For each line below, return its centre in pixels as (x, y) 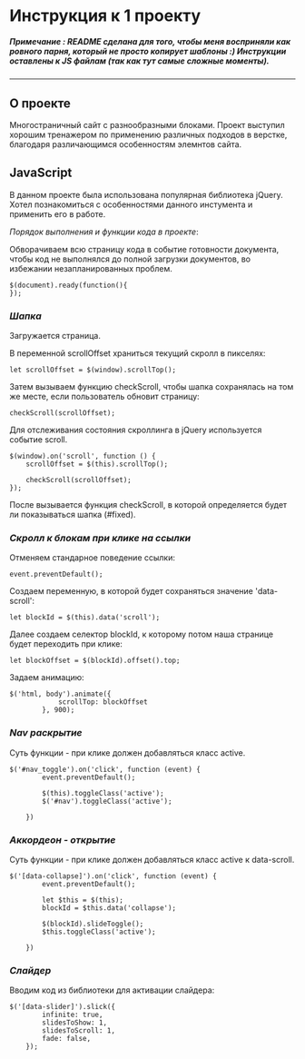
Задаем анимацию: (47, 678)
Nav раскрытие (46, 733)
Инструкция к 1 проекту (105, 16)
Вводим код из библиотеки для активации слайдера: (112, 990)
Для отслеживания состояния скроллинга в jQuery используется (136, 430)
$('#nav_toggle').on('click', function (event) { (105, 769)
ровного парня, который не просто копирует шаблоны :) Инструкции (148, 51)
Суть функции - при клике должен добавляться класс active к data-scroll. (152, 859)
